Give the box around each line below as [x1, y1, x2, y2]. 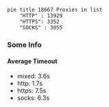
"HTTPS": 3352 [19, 18, 60, 25]
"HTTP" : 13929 [19, 12, 63, 19]
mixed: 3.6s [16, 72, 50, 80]
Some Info [7, 40, 43, 49]
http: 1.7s [16, 79, 43, 88]
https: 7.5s [16, 87, 47, 95]
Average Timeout [7, 57, 58, 65]
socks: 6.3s [16, 94, 50, 102]
